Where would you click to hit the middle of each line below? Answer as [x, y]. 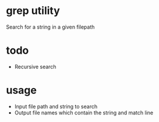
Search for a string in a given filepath [50, 27]
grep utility [33, 11]
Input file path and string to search [56, 106]
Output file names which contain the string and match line [84, 113]
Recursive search [35, 67]
